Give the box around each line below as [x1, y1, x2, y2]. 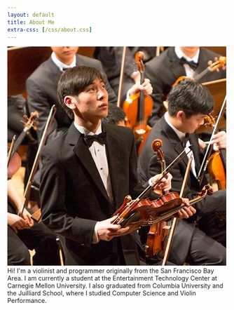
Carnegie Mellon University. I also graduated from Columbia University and [7, 281, 223, 290]
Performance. [7, 297, 47, 305]
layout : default [7, 11, 55, 18]
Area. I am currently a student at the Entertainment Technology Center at [7, 274, 217, 283]
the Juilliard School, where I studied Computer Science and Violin [7, 289, 196, 297]
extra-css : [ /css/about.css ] [7, 26, 92, 33]
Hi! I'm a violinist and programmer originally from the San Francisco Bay [7, 267, 214, 275]
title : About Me [7, 18, 55, 26]
